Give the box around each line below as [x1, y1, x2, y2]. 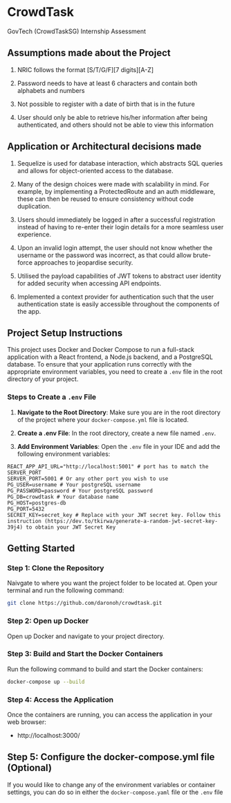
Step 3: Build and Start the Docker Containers [7, 649, 164, 659]
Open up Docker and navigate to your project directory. [7, 632, 165, 640]
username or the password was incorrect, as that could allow [17, 251, 192, 259]
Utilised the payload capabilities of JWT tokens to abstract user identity [17, 272, 221, 280]
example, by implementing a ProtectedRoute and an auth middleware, [17, 187, 216, 195]
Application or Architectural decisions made [7, 141, 202, 152]
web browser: [7, 718, 46, 726]
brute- [192, 251, 211, 259]
